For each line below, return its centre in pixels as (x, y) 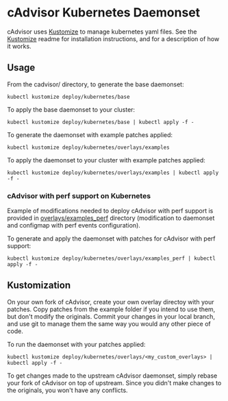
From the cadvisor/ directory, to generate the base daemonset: (96, 84)
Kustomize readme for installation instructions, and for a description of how (113, 38)
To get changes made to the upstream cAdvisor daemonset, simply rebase (112, 376)
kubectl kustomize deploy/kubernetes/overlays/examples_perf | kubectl (111, 258)
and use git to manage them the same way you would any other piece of (109, 324)
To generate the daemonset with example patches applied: (90, 134)
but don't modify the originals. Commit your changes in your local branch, (111, 316)
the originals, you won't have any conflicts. (67, 390)
